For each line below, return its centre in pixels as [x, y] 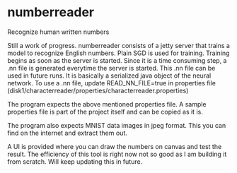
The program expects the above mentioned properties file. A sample [107, 104]
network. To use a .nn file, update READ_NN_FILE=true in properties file [111, 83]
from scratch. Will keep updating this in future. [75, 161]
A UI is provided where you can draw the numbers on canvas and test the [115, 146]
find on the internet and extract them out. [67, 133]
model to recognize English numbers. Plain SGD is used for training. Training [118, 53]
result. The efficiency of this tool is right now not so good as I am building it [117, 154]
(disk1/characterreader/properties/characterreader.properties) [98, 90]
